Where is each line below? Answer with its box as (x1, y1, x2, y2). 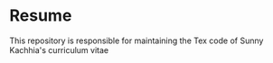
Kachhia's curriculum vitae (9, 44, 109, 55)
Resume (9, 5, 72, 26)
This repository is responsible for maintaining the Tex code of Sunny (9, 35, 264, 46)
